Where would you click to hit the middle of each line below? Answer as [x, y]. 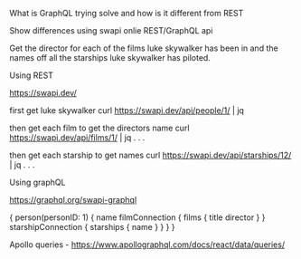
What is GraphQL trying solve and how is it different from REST [127, 13]
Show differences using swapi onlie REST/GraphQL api [111, 30]
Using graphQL [38, 182]
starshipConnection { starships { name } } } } [92, 227]
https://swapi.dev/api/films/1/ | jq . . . [77, 138]
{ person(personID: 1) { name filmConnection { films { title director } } [137, 217]
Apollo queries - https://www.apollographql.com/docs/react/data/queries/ [147, 245]
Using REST [32, 75]
